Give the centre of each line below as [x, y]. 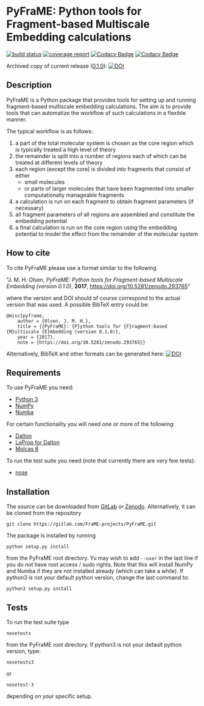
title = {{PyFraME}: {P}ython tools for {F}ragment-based [92, 326]
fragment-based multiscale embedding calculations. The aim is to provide [99, 106]
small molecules [44, 182]
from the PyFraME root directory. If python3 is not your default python [94, 645]
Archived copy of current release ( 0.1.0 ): [57, 66]
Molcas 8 [27, 449]
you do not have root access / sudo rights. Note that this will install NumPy [100, 565]
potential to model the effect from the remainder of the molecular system [107, 234]
